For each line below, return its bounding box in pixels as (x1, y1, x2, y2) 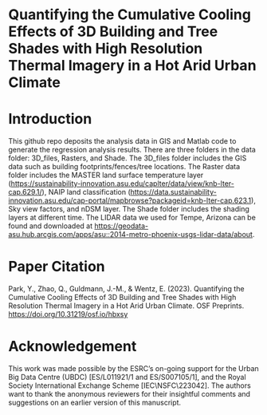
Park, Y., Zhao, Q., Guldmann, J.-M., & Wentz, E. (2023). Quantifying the (8, 284, 245, 294)
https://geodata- (94, 221, 149, 231)
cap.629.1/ (8, 188, 42, 197)
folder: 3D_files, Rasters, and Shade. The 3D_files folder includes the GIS (8, 153, 247, 163)
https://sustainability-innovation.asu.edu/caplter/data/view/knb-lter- (10, 179, 235, 188)
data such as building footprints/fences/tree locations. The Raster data (8, 162, 241, 172)
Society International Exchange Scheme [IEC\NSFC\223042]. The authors (8, 381, 251, 390)
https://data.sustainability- (130, 188, 217, 197)
